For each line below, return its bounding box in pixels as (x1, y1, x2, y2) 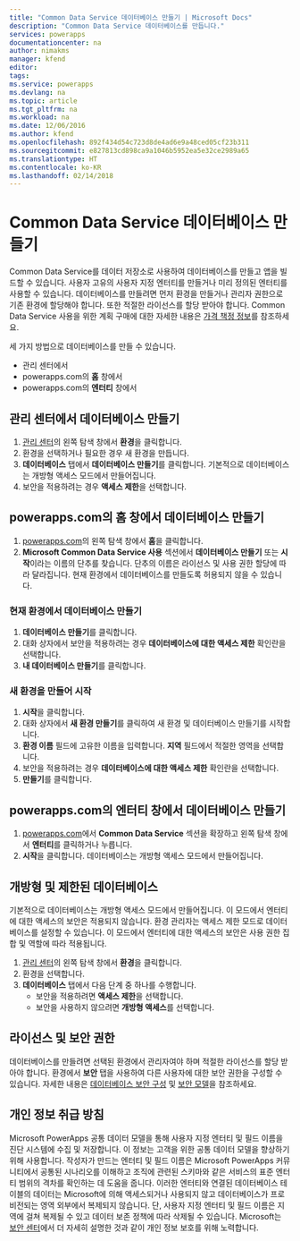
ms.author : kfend (9, 130, 74, 139)
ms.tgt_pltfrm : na (9, 105, 78, 114)
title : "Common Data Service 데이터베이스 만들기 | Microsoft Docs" (9, 13, 253, 22)
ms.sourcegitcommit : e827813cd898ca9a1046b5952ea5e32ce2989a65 (9, 146, 250, 155)
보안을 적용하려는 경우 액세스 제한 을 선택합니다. (21, 481, 187, 492)
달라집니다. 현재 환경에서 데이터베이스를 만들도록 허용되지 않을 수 (31, 569, 259, 580)
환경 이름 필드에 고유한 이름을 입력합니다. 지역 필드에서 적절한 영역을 (21, 740, 261, 752)
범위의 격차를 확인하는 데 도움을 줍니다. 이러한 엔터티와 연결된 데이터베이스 (18, 1177, 279, 1188)
